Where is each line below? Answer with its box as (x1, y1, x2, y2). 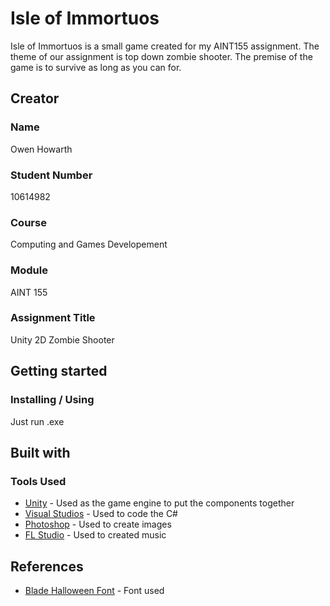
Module (10, 263, 48, 277)
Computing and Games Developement (10, 238, 168, 251)
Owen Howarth (10, 143, 73, 155)
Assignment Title (10, 311, 96, 325)
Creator (10, 90, 60, 107)
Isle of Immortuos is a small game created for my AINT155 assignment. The (10, 40, 320, 52)
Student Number (10, 168, 93, 182)
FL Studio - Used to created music (24, 529, 167, 541)
